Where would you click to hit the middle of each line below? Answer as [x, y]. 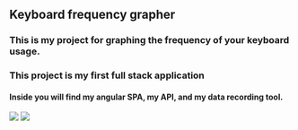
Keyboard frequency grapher [92, 15]
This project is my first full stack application [107, 75]
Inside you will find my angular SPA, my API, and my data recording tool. [146, 97]
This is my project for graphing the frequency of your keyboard [149, 40]
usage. [25, 51]
